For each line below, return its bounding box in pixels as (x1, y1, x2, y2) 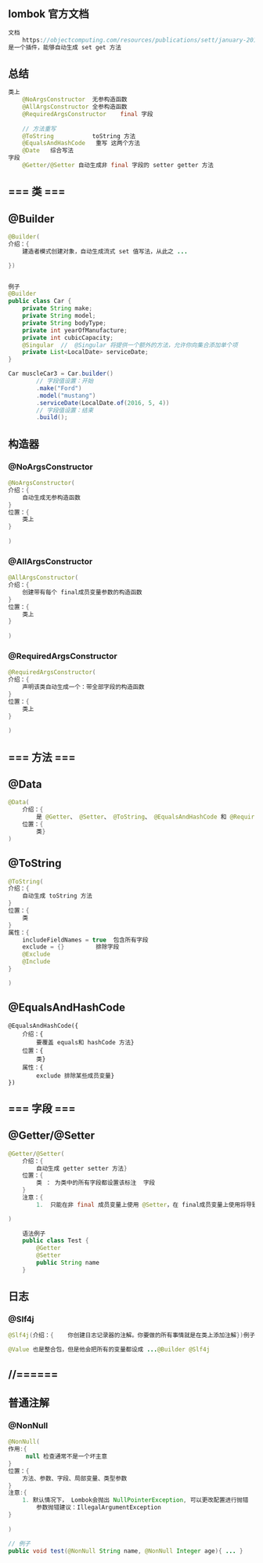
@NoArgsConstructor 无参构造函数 (22, 96, 128, 104)
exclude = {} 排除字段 (22, 943, 120, 951)
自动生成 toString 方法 (22, 892, 92, 900)
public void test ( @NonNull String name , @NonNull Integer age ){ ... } (8, 1547, 243, 1555)
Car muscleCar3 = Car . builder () (8, 370, 113, 378)
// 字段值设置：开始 (36, 377, 94, 385)
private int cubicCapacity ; (22, 333, 113, 341)
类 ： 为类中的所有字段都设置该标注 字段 (36, 1179, 155, 1187)
